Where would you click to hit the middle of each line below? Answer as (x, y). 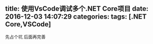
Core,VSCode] (28, 24)
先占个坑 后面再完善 (25, 37)
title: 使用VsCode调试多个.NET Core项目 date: (77, 9)
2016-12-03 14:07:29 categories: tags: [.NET (76, 17)
